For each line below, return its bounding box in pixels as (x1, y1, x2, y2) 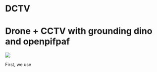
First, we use (5, 62, 31, 68)
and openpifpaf (5, 36, 70, 47)
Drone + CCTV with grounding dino (5, 26, 153, 37)
